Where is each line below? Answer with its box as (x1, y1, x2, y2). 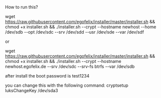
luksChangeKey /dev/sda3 (5, 88, 58, 93)
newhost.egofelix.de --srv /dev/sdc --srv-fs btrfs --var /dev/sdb (5, 63, 135, 69)
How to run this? (5, 4, 38, 10)
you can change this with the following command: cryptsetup (5, 82, 129, 88)
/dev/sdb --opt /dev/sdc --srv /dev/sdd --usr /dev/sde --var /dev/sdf (5, 29, 144, 35)
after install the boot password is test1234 (5, 73, 90, 78)
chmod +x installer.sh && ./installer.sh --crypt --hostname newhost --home (5, 24, 157, 30)
